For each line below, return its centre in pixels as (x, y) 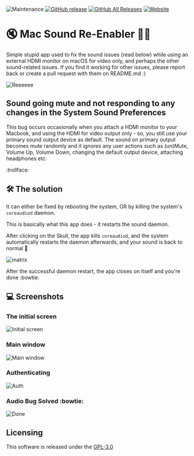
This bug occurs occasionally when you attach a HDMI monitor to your (92, 127)
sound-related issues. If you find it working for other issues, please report (96, 67)
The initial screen (32, 316)
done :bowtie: (23, 277)
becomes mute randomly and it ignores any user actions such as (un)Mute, (97, 145)
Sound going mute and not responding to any (91, 104)
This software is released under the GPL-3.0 (60, 447)
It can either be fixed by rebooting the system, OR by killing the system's (94, 206)
